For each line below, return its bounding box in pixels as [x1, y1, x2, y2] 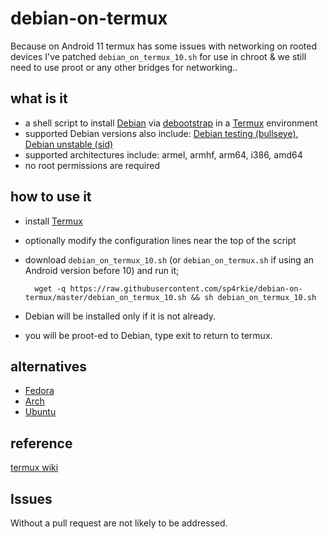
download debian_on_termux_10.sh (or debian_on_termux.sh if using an [24, 253, 315, 266]
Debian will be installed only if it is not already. [24, 310, 216, 322]
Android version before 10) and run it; [24, 264, 180, 276]
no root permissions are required [24, 159, 160, 171]
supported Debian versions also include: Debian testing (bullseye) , [24, 127, 299, 139]
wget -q [34, 283, 67, 294]
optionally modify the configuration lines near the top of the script [24, 234, 297, 246]
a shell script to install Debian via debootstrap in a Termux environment [24, 117, 318, 129]
